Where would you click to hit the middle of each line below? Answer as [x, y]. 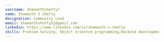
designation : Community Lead [35, 18]
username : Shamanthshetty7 [32, 9]
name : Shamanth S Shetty [30, 14]
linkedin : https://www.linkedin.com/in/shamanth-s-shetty [65, 28]
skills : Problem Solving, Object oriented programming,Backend [71, 32]
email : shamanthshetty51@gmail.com [41, 23]
